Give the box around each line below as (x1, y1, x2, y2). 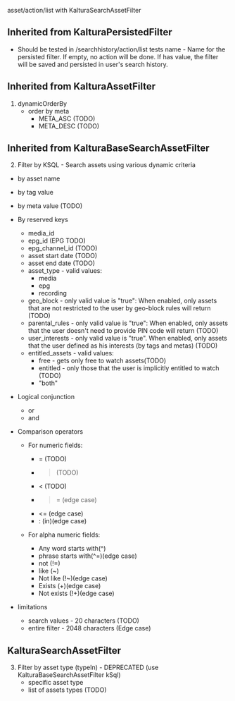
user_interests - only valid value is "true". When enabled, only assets (27, 334, 227, 343)
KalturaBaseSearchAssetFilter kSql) (17, 671, 121, 679)
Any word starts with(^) (38, 544, 106, 553)
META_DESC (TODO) (38, 121, 100, 130)
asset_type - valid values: (27, 267, 102, 275)
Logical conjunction (17, 393, 75, 401)
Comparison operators (17, 427, 83, 436)
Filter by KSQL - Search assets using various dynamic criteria (17, 161, 196, 169)
